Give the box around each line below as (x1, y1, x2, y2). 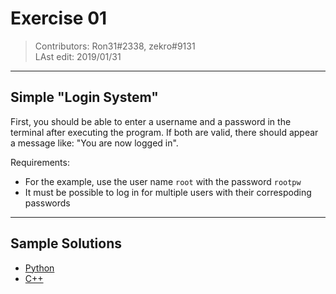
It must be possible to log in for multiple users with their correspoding (24, 186, 312, 198)
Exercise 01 (10, 7, 108, 30)
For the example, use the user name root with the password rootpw (24, 175, 302, 187)
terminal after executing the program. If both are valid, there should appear (10, 126, 319, 138)
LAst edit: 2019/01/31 (34, 50, 122, 62)
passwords (24, 197, 71, 209)
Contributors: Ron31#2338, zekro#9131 (34, 40, 196, 52)
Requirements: (10, 156, 70, 168)
